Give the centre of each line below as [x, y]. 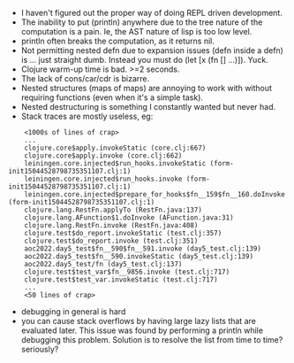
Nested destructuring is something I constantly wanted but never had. [148, 107]
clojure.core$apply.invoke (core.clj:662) [103, 156]
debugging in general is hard [73, 312]
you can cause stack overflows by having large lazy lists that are [139, 321]
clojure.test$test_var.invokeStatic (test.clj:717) [121, 280]
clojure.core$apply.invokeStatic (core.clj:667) [115, 148]
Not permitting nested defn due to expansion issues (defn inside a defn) [152, 50]
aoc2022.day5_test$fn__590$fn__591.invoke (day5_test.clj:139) [143, 249]
